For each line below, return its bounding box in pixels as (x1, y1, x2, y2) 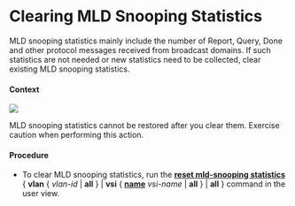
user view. (21, 188, 60, 199)
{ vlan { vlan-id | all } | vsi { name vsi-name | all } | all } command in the (21, 179, 286, 189)
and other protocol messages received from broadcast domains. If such (9, 44, 272, 55)
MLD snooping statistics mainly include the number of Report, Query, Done (9, 35, 283, 46)
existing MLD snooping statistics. (9, 64, 130, 74)
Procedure (9, 149, 49, 160)
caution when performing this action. (9, 130, 144, 141)
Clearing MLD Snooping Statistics (9, 6, 263, 27)
